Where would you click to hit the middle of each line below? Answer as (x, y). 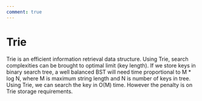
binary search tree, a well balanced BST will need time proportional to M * (99, 72)
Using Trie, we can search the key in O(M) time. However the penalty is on (99, 85)
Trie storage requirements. (40, 91)
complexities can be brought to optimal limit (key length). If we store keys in (101, 65)
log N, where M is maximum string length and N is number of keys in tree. (98, 78)
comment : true (24, 12)
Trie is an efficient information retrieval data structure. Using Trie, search (97, 59)
